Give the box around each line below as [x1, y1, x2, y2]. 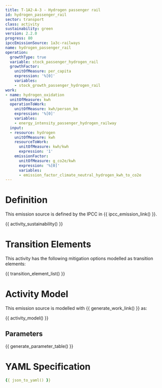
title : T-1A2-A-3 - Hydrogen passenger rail [5, 7, 101, 13]
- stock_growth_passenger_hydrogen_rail [14, 83, 101, 88]
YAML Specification [5, 361, 91, 373]
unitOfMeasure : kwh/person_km [14, 107, 78, 112]
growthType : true [10, 54, 47, 60]
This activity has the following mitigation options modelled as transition [5, 256, 153, 262]
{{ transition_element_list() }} [5, 271, 65, 277]
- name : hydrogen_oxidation [5, 92, 65, 97]
